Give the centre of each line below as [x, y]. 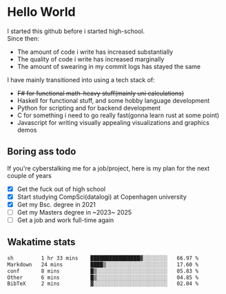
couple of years [29, 175]
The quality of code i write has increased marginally [91, 59]
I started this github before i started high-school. [76, 31]
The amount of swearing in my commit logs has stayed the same [109, 66]
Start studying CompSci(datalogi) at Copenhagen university [102, 197]
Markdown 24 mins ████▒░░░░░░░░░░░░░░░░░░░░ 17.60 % [103, 264]
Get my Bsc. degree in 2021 [56, 204]
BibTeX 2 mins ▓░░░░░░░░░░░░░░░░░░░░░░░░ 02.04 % [103, 284]
